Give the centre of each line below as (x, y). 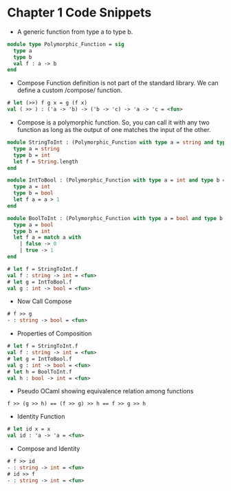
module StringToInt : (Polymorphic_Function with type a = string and (110, 142)
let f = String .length (46, 162)
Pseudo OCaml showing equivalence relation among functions (105, 391)
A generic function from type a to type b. (75, 32)
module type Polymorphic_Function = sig (66, 44)
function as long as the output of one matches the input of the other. (114, 130)
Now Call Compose (44, 301)
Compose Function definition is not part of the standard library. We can (118, 83)
